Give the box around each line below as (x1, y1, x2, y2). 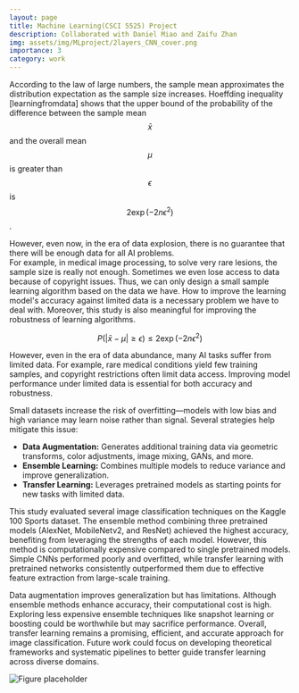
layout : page (9, 13, 58, 22)
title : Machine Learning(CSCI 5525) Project (9, 21, 178, 30)
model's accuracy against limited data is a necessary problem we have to (9, 295, 279, 305)
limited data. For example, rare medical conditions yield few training (9, 359, 259, 371)
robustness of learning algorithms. (9, 313, 136, 324)
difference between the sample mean (9, 108, 147, 118)
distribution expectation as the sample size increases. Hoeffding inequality (9, 88, 284, 99)
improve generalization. (21, 470, 110, 480)
